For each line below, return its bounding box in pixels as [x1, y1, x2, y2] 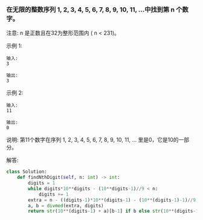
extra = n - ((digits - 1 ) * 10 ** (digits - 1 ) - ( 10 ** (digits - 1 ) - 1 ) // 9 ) [28, 197, 199, 203]
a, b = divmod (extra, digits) [28, 202, 104, 208]
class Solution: [6, 168, 47, 175]
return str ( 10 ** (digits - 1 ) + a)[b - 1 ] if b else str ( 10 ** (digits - [28, 208, 196, 215]
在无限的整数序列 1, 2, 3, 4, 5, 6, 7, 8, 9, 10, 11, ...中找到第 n [6, 5, 175, 13]
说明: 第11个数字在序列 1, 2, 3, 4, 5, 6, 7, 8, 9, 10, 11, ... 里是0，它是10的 [6, 136, 179, 144]
